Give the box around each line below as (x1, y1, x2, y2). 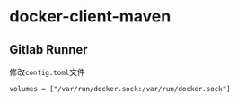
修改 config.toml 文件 (9, 67, 85, 77)
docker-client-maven (9, 6, 172, 27)
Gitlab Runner (9, 42, 88, 57)
